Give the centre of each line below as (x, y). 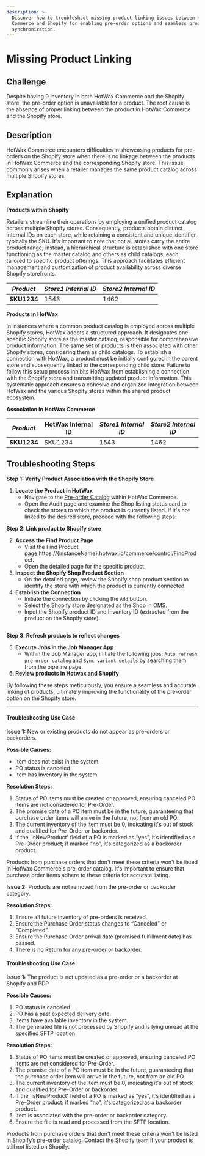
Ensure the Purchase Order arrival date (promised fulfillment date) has (103, 937)
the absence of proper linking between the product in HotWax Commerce (99, 109)
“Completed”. (32, 930)
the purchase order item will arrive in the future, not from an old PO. (100, 1077)
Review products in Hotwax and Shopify (67, 673)
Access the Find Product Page (54, 540)
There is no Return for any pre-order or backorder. (78, 949)
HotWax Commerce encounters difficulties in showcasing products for (95, 150)
